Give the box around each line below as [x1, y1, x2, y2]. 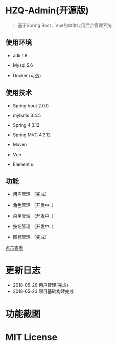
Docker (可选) [12, 72, 41, 78]
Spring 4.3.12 [12, 122, 40, 128]
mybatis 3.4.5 [12, 112, 41, 118]
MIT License [5, 331, 58, 343]
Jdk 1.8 [12, 52, 28, 58]
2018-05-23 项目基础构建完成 [12, 288, 74, 294]
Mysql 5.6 [12, 62, 33, 68]
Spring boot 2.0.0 [12, 102, 49, 109]
